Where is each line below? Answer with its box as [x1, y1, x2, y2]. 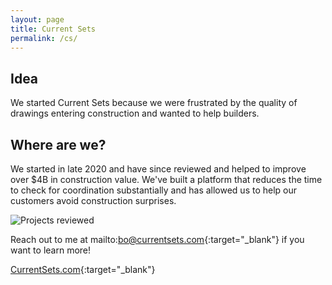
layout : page [10, 14, 65, 25]
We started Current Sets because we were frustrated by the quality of [10, 97, 298, 109]
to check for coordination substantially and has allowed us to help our [10, 184, 298, 196]
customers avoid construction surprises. [10, 195, 177, 206]
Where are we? [10, 136, 107, 153]
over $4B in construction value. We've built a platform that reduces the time [10, 174, 323, 185]
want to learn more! [10, 244, 92, 256]
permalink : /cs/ [10, 33, 78, 43]
